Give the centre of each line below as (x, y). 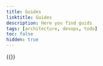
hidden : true (22, 40)
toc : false (20, 34)
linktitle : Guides (29, 17)
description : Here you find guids (49, 23)
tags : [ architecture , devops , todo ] (52, 28)
